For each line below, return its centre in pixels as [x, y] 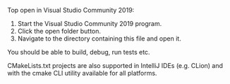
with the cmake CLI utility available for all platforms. [82, 73]
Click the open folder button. [59, 31]
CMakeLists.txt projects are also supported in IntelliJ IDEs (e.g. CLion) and [115, 65]
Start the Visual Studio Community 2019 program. [90, 23]
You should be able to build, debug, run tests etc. [79, 52]
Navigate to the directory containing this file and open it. [99, 38]
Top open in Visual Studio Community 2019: [71, 10]
